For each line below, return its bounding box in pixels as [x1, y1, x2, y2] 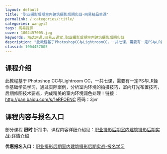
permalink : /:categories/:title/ [5, 16, 75, 21]
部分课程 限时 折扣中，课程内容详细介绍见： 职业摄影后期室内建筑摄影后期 [5, 127, 156, 133]
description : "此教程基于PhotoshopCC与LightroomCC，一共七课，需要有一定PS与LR [5, 40, 161, 45]
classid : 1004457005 [5, 44, 48, 49]
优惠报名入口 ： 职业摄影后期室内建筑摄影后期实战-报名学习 [5, 144, 125, 150]
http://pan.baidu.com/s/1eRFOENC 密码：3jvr [5, 96, 98, 102]
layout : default [5, 7, 39, 12]
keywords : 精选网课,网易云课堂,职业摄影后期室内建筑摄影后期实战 [5, 35, 125, 40]
